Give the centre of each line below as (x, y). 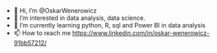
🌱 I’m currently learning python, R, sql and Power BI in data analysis (110, 25)
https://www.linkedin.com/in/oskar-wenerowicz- (141, 33)
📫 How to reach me (42, 33)
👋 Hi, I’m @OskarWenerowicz (55, 11)
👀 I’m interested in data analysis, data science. (80, 18)
